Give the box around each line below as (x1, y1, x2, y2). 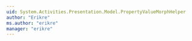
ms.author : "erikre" (6, 20, 59, 26)
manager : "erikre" (6, 25, 53, 32)
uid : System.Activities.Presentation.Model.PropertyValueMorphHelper (6, 8, 187, 15)
